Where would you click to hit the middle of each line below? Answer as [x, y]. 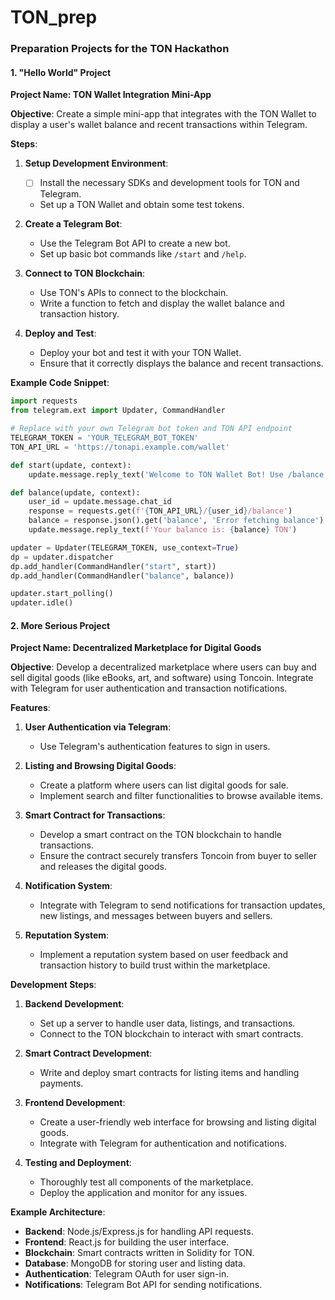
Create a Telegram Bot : [73, 224]
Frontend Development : [75, 1103]
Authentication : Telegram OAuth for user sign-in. [127, 1274]
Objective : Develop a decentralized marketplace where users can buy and [163, 667]
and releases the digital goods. [103, 867]
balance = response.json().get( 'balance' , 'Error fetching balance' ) [176, 521]
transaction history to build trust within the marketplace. [155, 965]
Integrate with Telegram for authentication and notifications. [163, 1143]
